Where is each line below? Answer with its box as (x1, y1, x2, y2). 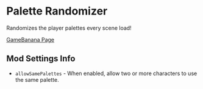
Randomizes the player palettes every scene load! (6, 24, 132, 31)
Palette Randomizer (6, 4, 108, 18)
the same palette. (15, 76, 59, 83)
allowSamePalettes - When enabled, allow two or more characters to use (15, 70, 198, 77)
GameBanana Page (6, 36, 55, 43)
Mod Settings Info (6, 53, 76, 64)
